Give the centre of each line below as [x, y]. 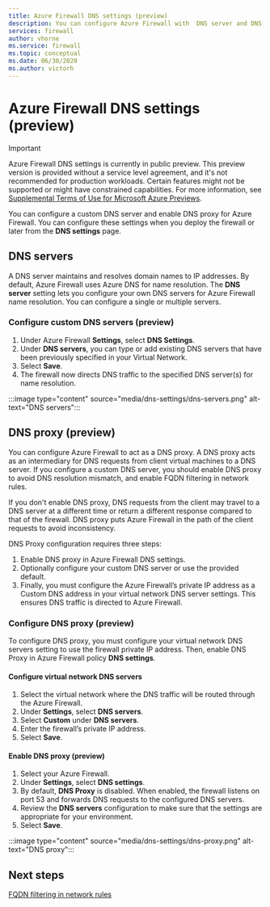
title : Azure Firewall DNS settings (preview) [88, 16]
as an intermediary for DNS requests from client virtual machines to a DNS [132, 461]
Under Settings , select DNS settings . [82, 783]
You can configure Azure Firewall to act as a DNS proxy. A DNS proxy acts [132, 452]
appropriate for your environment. [76, 816]
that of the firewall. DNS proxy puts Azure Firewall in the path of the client [131, 519]
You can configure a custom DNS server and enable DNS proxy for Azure [130, 213]
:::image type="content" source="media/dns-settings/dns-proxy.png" [124, 841]
